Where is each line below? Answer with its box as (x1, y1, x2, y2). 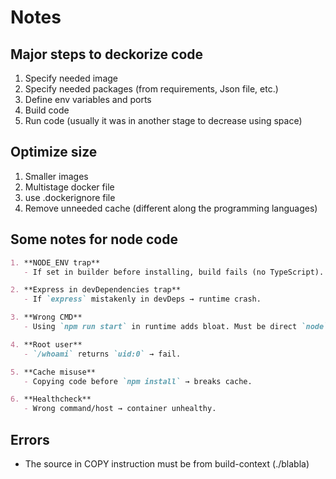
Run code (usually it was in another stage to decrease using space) (24, 115, 303, 126)
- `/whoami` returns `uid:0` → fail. (23, 349, 182, 359)
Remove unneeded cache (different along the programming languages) (24, 202, 318, 214)
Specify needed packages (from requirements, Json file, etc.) (24, 83, 279, 95)
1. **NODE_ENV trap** (10, 257, 101, 268)
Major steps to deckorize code (10, 46, 204, 63)
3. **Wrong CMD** (10, 312, 83, 323)
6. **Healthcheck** (10, 394, 92, 405)
